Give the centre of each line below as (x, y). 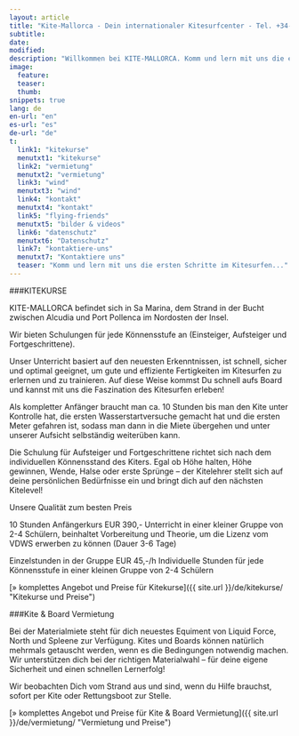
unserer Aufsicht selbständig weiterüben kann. (95, 435)
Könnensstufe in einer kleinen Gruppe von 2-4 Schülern (112, 570)
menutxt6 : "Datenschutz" (63, 241)
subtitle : (28, 34)
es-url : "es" (33, 125)
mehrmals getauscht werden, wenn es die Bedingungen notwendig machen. (149, 650)
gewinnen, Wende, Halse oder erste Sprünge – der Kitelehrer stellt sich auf (146, 471)
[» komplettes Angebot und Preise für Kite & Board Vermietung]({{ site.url (144, 713)
